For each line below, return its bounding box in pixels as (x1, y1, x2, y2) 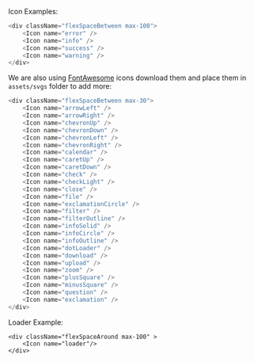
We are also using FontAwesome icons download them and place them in (8, 73, 247, 82)
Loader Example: (8, 317, 63, 327)
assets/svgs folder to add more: (8, 82, 112, 91)
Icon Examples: (8, 7, 59, 16)
